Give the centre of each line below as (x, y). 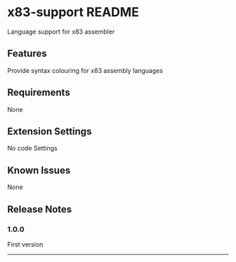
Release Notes (40, 209)
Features (27, 54)
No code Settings (32, 149)
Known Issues (39, 170)
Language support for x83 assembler (61, 32)
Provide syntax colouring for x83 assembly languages (85, 70)
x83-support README (73, 12)
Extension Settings (50, 131)
